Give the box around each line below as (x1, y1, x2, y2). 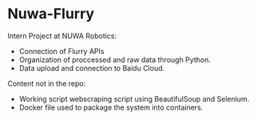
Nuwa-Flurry (7, 5, 95, 23)
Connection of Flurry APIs (18, 46, 105, 56)
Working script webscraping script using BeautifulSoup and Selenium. (18, 94, 250, 103)
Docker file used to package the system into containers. (18, 103, 204, 112)
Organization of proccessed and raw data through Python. (18, 55, 211, 64)
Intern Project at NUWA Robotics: (7, 31, 117, 41)
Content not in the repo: (7, 79, 86, 88)
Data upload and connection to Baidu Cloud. (18, 63, 165, 72)
